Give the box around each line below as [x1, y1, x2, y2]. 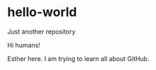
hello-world [7, 4, 78, 20]
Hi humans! [7, 41, 41, 49]
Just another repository [7, 27, 76, 36]
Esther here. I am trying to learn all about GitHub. [7, 54, 150, 63]
